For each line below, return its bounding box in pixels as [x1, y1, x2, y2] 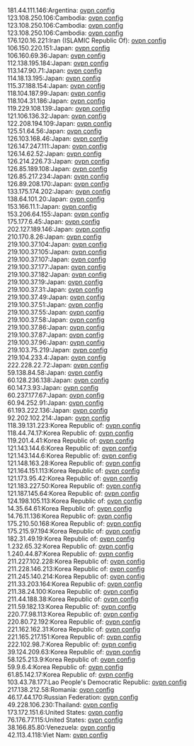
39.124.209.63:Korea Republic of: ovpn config [7, 648, 141, 656]
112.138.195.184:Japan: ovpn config [7, 59, 109, 67]
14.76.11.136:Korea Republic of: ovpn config [7, 512, 132, 520]
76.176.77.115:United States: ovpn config [7, 715, 123, 724]
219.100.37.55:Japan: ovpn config [7, 308, 105, 316]
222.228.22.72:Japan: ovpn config [7, 361, 108, 369]
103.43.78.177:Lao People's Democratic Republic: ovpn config [7, 678, 188, 686]
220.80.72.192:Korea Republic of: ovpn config [7, 617, 141, 626]
